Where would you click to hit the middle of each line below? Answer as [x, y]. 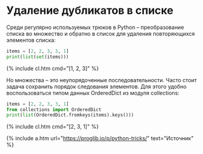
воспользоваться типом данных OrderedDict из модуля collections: [93, 93]
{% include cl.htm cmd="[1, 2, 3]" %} [52, 68]
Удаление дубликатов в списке [90, 11]
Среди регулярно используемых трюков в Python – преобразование [95, 27]
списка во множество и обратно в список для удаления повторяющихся [101, 33]
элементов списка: [31, 40]
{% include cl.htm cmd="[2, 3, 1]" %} [52, 127]
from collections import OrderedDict [54, 109]
